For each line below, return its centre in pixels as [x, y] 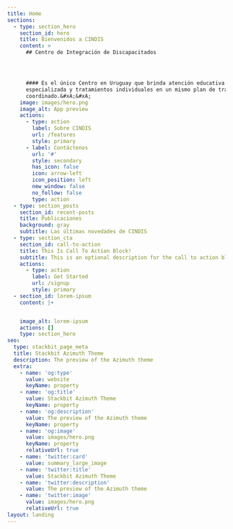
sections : [21, 20]
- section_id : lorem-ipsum [52, 296]
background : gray [45, 225]
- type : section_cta [43, 238]
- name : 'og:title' [48, 392]
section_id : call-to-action [60, 244]
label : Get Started [60, 277]
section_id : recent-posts [57, 212]
